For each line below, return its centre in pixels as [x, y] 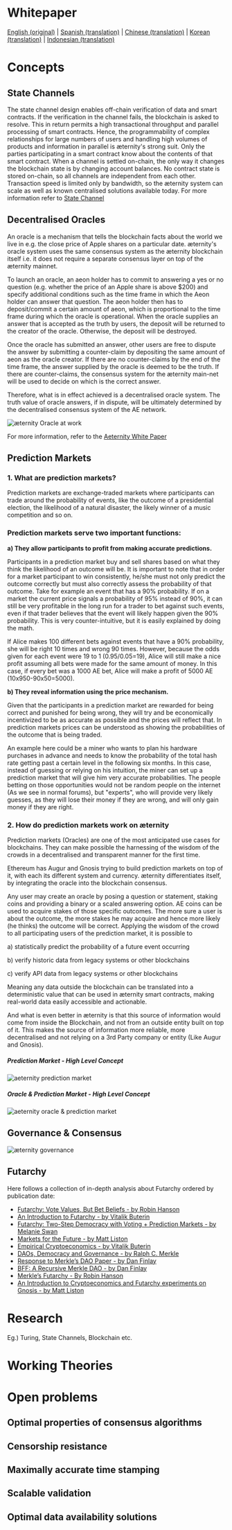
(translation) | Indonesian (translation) [61, 39]
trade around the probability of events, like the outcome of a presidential [110, 500]
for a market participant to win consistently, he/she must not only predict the [116, 576]
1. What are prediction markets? [62, 478]
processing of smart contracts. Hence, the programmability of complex [108, 131]
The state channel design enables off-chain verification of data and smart [112, 110]
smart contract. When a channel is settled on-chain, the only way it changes [116, 161]
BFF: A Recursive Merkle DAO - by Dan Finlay [82, 1268]
